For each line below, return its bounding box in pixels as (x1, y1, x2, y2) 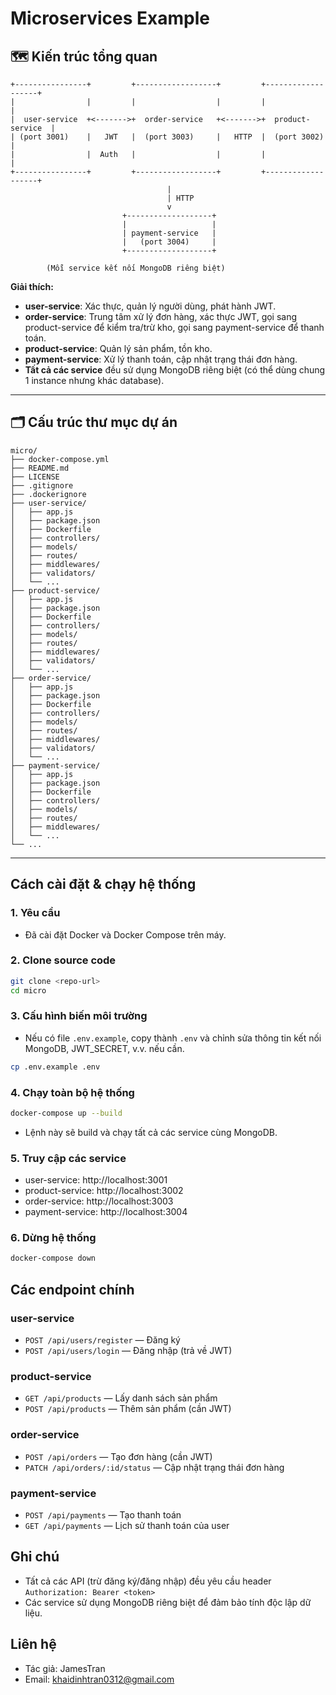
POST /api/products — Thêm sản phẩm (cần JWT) (24, 1403, 232, 1415)
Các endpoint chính (10, 1281, 135, 1298)
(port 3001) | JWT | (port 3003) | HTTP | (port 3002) (19, 132, 325, 142)
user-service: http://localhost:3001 (24, 1174, 168, 1186)
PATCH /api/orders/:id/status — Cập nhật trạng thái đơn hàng (24, 1461, 285, 1473)
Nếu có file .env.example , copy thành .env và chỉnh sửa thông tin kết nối (24, 1032, 322, 1044)
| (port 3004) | (121, 237, 217, 247)
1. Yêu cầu (10, 906, 61, 920)
